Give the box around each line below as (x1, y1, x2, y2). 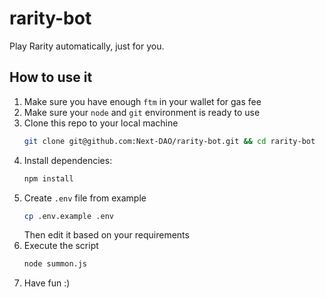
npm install (23, 173, 74, 184)
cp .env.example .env (23, 211, 114, 221)
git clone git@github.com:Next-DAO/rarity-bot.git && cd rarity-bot (23, 136, 316, 146)
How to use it (9, 69, 93, 86)
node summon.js (23, 259, 88, 269)
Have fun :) (23, 277, 71, 289)
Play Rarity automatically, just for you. (9, 40, 165, 52)
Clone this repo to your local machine (23, 117, 179, 129)
